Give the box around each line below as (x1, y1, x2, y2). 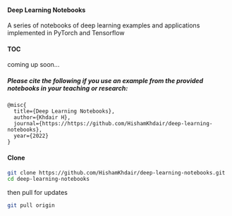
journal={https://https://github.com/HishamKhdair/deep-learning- (13, 120, 213, 127)
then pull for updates (7, 189, 68, 197)
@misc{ (7, 102, 27, 109)
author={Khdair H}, (13, 114, 71, 121)
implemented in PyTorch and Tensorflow (7, 29, 125, 37)
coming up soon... (7, 61, 60, 69)
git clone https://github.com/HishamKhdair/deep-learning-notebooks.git (7, 169, 226, 176)
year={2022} (13, 132, 49, 140)
